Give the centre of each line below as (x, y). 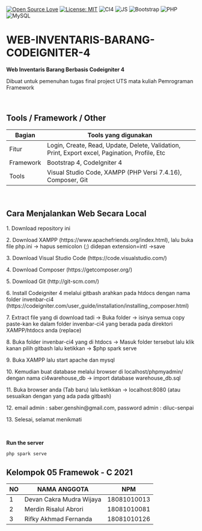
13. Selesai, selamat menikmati (44, 419)
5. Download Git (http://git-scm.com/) (53, 281)
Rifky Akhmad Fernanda (58, 519)
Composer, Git (68, 179)
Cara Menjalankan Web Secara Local (76, 214)
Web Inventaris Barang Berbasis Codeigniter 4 (66, 69)
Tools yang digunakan (120, 135)
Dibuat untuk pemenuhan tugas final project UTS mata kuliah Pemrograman (100, 81)
